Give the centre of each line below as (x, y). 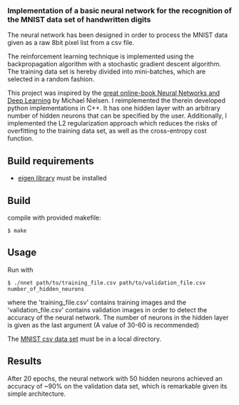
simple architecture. (37, 394)
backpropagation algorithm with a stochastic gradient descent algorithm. (114, 64)
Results (25, 361)
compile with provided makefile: (54, 217)
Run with (20, 270)
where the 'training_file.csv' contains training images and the (97, 302)
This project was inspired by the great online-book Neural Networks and (113, 93)
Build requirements (51, 161)
